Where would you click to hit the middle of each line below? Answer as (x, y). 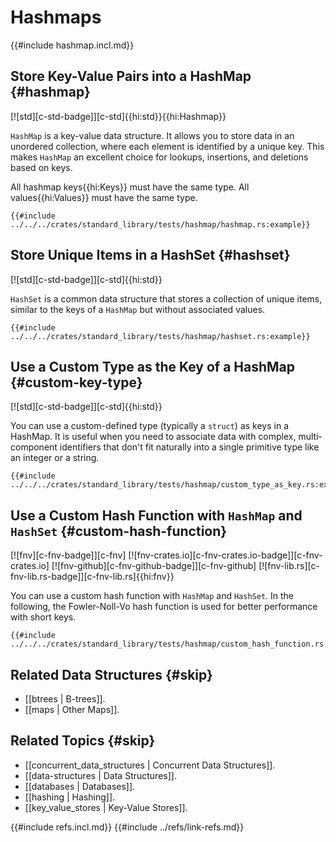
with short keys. (43, 617)
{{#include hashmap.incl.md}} (72, 45)
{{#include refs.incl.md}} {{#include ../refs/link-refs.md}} (127, 827)
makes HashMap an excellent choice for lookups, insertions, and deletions (159, 157)
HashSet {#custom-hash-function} (119, 531)
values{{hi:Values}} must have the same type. (104, 197)
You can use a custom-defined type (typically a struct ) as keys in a (150, 426)
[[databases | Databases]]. (80, 786)
